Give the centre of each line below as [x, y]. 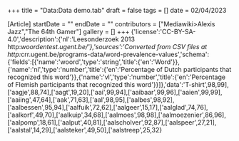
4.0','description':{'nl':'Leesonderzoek [63, 39]
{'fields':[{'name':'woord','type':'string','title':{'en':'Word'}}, [93, 62]
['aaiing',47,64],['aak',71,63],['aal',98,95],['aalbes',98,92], [91, 100]
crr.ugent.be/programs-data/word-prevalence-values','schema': [115, 54]
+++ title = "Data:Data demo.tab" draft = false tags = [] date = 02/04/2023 [117, 10]
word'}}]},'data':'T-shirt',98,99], [183, 84]
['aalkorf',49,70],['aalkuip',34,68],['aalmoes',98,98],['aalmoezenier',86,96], [117, 115]
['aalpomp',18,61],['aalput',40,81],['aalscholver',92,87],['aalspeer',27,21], [112, 122]
